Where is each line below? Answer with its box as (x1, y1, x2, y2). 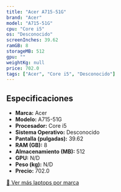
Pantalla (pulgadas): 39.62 (15, 135, 84, 142)
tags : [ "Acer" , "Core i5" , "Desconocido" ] (6, 71, 116, 77)
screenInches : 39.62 (6, 37, 59, 43)
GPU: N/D (15, 154, 40, 162)
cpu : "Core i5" (6, 25, 45, 32)
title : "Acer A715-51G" (6, 8, 67, 15)
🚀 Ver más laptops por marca (6, 179, 79, 187)
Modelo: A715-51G (15, 116, 63, 123)
